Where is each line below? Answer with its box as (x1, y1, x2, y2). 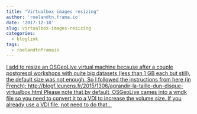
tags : (6, 42, 20, 48)
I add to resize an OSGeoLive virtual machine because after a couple (6, 63, 173, 70)
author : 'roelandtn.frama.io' (6, 14, 81, 20)
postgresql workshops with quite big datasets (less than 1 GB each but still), (6, 69, 191, 77)
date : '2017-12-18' (6, 19, 54, 25)
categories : (6, 31, 35, 37)
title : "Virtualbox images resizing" (6, 8, 99, 15)
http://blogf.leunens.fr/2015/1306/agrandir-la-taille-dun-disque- (27, 82, 183, 89)
